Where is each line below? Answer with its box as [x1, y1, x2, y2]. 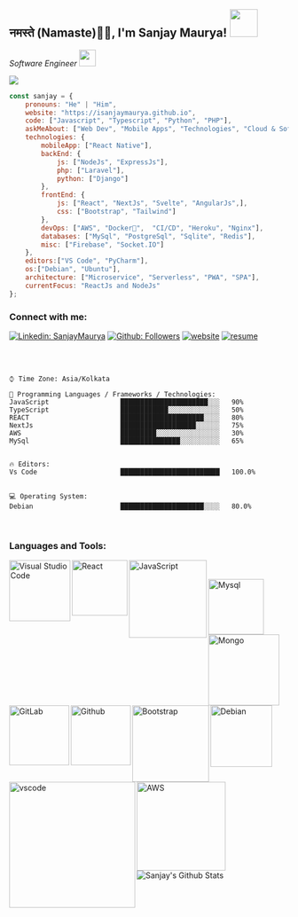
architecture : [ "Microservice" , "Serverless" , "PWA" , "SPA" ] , [25, 273, 260, 282]
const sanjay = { [9, 91, 74, 100]
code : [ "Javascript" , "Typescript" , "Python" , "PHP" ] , [25, 116, 232, 125]
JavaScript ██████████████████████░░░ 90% [9, 397, 244, 406]
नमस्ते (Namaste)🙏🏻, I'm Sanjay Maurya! [9, 26, 228, 41]
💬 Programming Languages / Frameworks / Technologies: [9, 389, 216, 399]
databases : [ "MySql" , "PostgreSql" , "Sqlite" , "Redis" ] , [41, 231, 256, 240]
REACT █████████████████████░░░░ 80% [9, 413, 244, 422]
